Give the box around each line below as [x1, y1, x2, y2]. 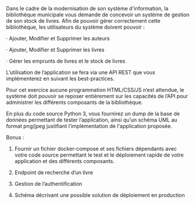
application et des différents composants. [14, 158, 115, 164]
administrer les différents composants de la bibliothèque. [6, 99, 143, 106]
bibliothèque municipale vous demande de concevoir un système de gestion [6, 11, 190, 18]
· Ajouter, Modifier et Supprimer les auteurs [6, 35, 110, 42]
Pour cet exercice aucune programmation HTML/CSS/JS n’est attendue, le [6, 87, 184, 93]
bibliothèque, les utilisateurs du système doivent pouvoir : [6, 23, 145, 30]
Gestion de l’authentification [14, 181, 82, 187]
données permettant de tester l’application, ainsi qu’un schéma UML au [6, 116, 177, 123]
